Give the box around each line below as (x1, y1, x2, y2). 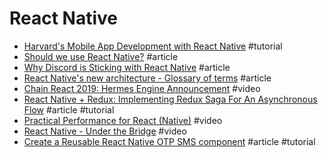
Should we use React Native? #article (23, 50, 179, 62)
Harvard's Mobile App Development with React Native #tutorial (23, 40, 283, 52)
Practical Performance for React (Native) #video (23, 114, 223, 126)
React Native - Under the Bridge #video (23, 125, 187, 137)
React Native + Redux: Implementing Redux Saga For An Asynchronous (23, 93, 318, 105)
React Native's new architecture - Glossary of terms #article (23, 72, 272, 84)
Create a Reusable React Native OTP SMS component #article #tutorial (23, 135, 316, 147)
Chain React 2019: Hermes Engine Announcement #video (23, 82, 261, 94)
